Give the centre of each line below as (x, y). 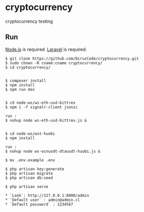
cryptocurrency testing (29, 21)
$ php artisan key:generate (35, 169)
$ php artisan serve (27, 187)
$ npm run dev (20, 89)
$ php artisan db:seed (29, 178)
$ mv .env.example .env (30, 160)
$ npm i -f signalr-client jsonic (42, 107)
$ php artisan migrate (29, 173)
